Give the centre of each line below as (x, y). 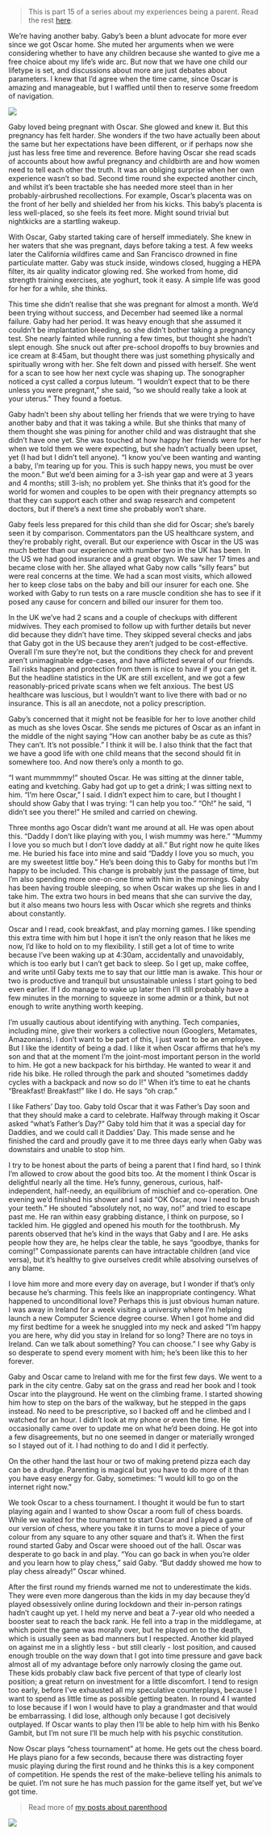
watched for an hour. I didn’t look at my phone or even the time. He (120, 1419)
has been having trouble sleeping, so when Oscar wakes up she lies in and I (134, 888)
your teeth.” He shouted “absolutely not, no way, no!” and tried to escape (130, 1208)
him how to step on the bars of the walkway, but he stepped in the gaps (127, 1403)
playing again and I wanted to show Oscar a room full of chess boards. (126, 1511)
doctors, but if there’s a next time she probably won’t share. (107, 509)
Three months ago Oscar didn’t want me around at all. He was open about (131, 827)
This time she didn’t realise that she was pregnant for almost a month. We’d (133, 304)
